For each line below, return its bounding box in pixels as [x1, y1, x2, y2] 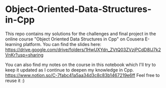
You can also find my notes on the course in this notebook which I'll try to [5, 61, 156, 67]
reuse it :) [5, 77, 25, 83]
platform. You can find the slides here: [23, 41, 101, 47]
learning [5, 41, 22, 47]
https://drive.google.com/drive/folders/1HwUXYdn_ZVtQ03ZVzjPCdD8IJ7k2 [5, 46, 161, 52]
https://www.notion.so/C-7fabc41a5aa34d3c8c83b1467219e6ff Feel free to [5, 72, 160, 78]
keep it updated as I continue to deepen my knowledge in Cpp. [5, 66, 134, 73]
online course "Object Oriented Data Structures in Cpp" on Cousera [5, 36, 144, 42]
